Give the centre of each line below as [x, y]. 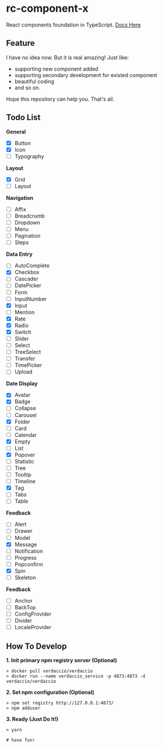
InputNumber [30, 299]
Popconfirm [29, 564]
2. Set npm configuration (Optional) [50, 692]
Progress [26, 557]
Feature [21, 43]
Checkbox [27, 272]
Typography [29, 156]
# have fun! [21, 740]
